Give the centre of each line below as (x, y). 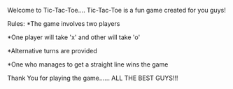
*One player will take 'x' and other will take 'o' (74, 37)
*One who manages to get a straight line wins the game (88, 64)
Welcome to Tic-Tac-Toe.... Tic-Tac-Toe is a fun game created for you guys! (116, 10)
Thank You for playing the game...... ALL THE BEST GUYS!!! (93, 78)
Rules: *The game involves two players (64, 23)
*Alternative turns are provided (52, 51)
